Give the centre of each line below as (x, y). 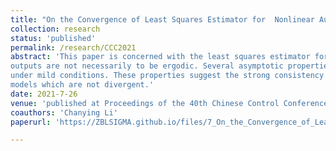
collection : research (55, 29)
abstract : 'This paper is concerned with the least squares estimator (160, 57)
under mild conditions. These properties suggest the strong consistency (167, 76)
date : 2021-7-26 (44, 94)
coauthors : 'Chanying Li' (64, 112)
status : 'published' (53, 38)
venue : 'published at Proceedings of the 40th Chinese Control (145, 103)
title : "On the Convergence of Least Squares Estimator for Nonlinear (162, 19)
